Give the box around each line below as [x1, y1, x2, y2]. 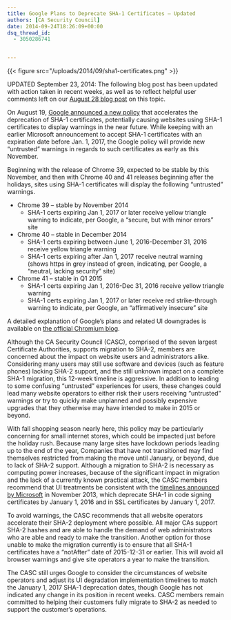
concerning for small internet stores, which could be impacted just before [7, 432, 216, 440]
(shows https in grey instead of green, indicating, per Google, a [27, 260, 207, 268]
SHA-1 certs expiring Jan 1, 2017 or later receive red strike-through [27, 296, 217, 304]
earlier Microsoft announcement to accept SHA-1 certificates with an [7, 130, 202, 139]
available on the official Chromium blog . [7, 324, 120, 333]
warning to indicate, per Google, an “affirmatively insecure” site [27, 304, 208, 312]
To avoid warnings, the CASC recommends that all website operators [7, 512, 203, 520]
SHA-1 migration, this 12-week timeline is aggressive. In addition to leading [7, 374, 219, 383]
